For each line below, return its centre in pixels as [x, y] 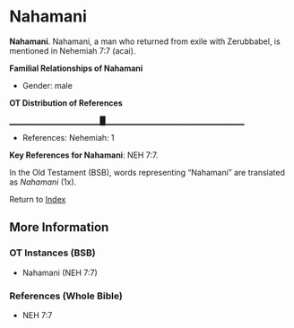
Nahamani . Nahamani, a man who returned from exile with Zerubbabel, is [145, 41]
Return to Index [38, 199]
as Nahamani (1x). [43, 182]
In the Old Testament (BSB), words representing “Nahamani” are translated [147, 172]
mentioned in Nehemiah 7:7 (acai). [73, 50]
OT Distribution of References [66, 103]
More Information [59, 227]
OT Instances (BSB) [52, 253]
